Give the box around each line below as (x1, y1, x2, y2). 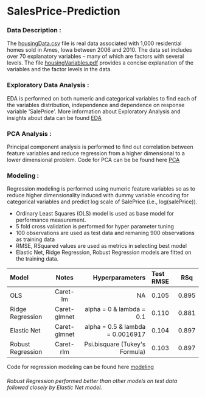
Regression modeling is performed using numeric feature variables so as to (7, 185, 196, 192)
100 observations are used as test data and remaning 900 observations (15, 230, 195, 237)
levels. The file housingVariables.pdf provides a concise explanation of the (7, 59, 194, 66)
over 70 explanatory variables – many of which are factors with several (7, 53, 184, 60)
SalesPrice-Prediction (7, 4, 120, 18)
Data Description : (7, 26, 61, 35)
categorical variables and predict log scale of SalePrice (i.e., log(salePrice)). (7, 198, 198, 205)
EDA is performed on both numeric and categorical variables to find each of (7, 94, 197, 102)
